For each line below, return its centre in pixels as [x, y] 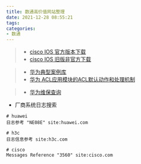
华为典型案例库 [48, 72]
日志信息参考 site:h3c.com [37, 139]
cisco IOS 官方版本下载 [58, 52]
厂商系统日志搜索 [36, 105]
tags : [13, 23]
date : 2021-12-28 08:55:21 [40, 17]
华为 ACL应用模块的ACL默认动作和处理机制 [82, 80]
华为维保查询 [45, 92]
